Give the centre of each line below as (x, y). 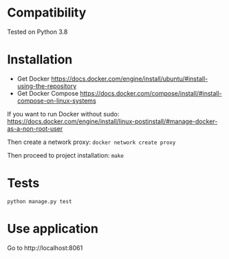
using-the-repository (47, 86)
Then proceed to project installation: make (65, 155)
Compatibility (47, 13)
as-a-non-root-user (35, 128)
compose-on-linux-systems (56, 101)
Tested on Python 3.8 (37, 32)
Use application (53, 229)
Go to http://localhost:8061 (45, 248)
